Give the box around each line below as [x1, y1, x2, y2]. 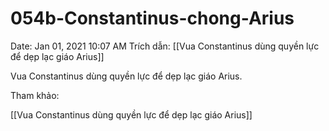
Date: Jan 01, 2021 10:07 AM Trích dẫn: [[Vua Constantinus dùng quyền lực [10, 40, 320, 52]
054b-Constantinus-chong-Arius [10, 7, 295, 30]
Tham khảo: [10, 89, 60, 101]
